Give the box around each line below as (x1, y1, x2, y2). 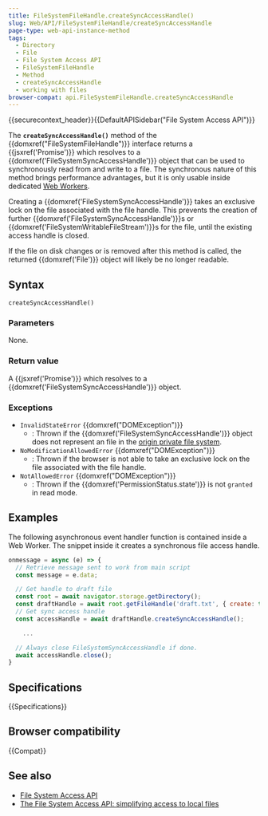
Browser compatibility (8, 725, 121, 739)
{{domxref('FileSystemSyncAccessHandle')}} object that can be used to (8, 156, 245, 166)
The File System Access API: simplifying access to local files (19, 798, 219, 808)
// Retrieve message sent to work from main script (15, 563, 191, 571)
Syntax (8, 278, 45, 291)
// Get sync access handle (15, 608, 105, 616)
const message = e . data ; (15, 571, 98, 579)
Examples (8, 511, 58, 525)
